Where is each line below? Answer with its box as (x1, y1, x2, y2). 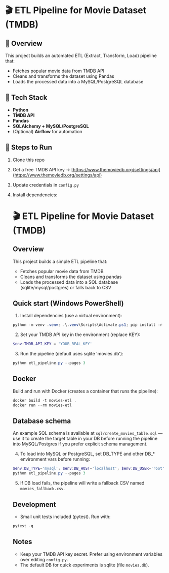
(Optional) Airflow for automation (12, 128, 82, 134)
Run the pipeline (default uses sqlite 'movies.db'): (20, 351, 123, 357)
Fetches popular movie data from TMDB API (12, 68, 105, 74)
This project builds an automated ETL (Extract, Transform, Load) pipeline (5, 52, 157, 58)
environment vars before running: (20, 456, 90, 462)
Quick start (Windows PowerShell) (12, 299, 124, 308)
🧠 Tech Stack (5, 93, 48, 102)
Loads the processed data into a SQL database (20, 279, 118, 285)
